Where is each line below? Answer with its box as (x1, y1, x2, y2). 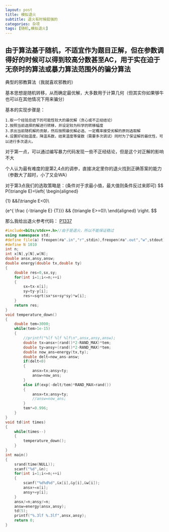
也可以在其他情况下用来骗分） (5, 96, 67, 102)
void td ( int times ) (5, 419, 46, 425)
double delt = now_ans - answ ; (23, 354, 80, 360)
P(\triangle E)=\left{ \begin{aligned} (5, 188, 79, 194)
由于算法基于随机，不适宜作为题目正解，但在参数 (5, 46, 157, 54)
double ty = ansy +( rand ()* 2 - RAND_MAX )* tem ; (23, 345, 112, 350)
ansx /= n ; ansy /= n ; (14, 499, 51, 504)
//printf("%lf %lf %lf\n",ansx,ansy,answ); (23, 335, 116, 341)
